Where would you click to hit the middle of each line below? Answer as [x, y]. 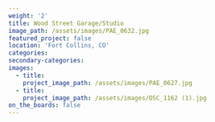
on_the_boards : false [45, 105]
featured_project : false [50, 38]
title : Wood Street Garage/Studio [66, 23]
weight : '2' [28, 16]
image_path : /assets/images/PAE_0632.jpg [79, 31]
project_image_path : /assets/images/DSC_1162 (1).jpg [115, 98]
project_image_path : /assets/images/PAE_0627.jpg [108, 83]
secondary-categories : [46, 61]
